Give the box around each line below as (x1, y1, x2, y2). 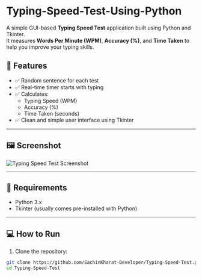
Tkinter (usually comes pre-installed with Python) (14, 205, 138, 212)
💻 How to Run (6, 229, 60, 239)
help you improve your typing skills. (6, 43, 94, 51)
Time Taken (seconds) (23, 110, 80, 117)
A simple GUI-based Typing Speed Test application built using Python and (6, 24, 191, 31)
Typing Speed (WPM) (23, 97, 78, 104)
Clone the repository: (14, 248, 68, 255)
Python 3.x (14, 199, 42, 206)
